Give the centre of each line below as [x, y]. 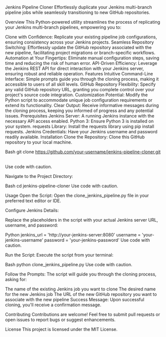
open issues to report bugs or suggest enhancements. [61, 320]
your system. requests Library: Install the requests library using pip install [80, 126]
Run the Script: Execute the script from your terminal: [59, 255]
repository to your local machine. [39, 142]
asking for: [16, 279]
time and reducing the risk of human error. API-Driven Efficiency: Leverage [81, 63]
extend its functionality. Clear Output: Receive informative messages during [82, 105]
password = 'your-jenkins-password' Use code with [97, 240]
